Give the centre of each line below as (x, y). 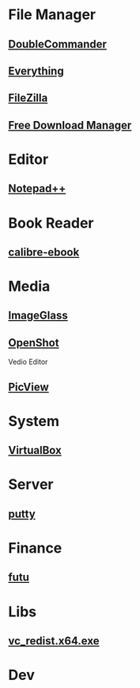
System (34, 421)
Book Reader (51, 223)
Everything (36, 70)
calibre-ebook (44, 252)
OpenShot (34, 343)
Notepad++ (37, 189)
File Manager (52, 15)
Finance (35, 548)
